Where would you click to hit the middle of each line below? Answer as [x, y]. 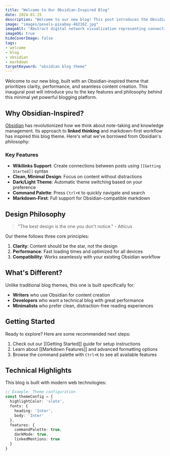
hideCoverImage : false [29, 39]
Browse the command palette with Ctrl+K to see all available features [84, 354]
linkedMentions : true [37, 439]
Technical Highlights [38, 370]
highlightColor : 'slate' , [37, 402]
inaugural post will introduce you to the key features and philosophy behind [84, 92]
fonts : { [19, 406]
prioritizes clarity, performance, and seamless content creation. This [76, 86]
